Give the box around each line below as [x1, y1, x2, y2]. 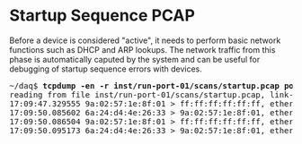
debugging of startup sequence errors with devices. [9, 64, 202, 74]
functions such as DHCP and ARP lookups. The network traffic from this [9, 44, 276, 55]
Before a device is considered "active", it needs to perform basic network [9, 35, 281, 46]
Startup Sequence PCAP [9, 5, 196, 26]
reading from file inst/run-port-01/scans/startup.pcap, [9, 89, 266, 99]
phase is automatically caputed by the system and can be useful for [9, 54, 261, 64]
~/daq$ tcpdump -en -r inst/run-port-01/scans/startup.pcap [9, 80, 280, 90]
